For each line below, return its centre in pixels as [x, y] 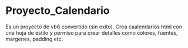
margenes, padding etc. [34, 39]
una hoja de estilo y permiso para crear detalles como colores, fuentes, [92, 32]
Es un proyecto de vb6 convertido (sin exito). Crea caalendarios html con [94, 27]
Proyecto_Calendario [58, 11]
